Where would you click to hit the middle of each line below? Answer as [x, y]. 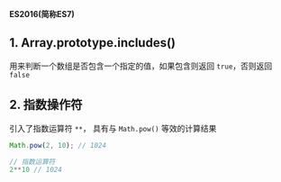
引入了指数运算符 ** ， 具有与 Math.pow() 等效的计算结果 [113, 128]
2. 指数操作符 [46, 105]
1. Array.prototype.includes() [93, 43]
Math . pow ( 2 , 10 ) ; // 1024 [58, 145]
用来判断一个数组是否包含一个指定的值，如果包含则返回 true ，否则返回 [141, 66]
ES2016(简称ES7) [42, 14]
